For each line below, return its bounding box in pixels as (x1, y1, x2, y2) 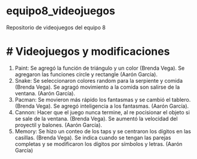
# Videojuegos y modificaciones (6, 45, 170, 58)
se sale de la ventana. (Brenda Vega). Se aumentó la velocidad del (14, 115, 178, 122)
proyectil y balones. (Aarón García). (14, 121, 103, 129)
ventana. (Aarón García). (14, 89, 76, 96)
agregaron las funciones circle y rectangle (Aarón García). (14, 70, 158, 78)
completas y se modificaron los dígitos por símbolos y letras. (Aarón (14, 140, 183, 147)
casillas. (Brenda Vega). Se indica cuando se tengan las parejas (14, 134, 171, 141)
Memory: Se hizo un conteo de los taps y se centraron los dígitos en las (14, 127, 191, 135)
